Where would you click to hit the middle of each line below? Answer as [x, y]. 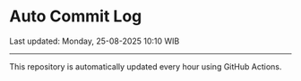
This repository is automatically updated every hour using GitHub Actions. [146, 66]
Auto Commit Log [76, 16]
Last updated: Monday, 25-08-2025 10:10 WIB [95, 41]
